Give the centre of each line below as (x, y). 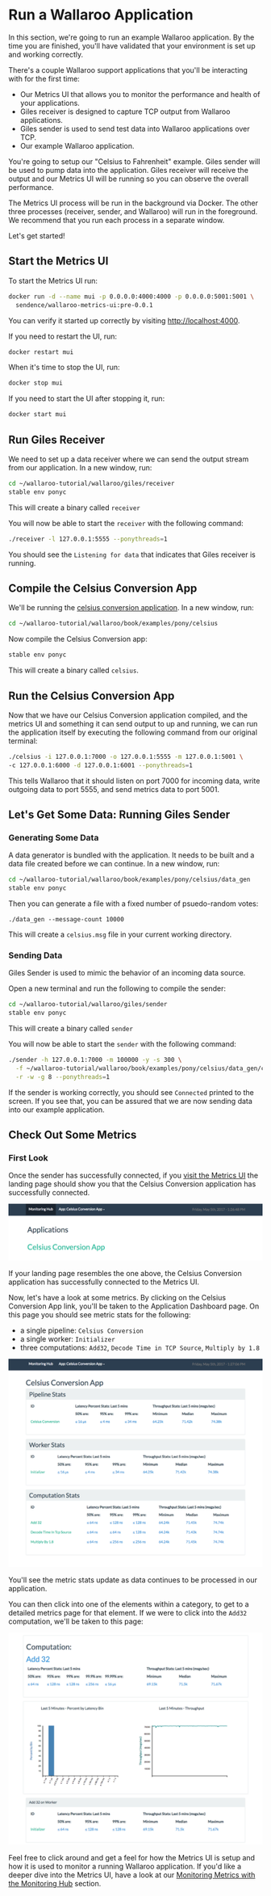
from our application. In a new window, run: (80, 467)
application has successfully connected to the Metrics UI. (104, 1282)
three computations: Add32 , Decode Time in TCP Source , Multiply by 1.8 (140, 1348)
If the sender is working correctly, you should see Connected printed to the (131, 1092)
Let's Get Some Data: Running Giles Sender (119, 815)
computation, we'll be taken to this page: (76, 1621)
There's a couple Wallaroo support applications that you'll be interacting (128, 70)
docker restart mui (41, 352)
